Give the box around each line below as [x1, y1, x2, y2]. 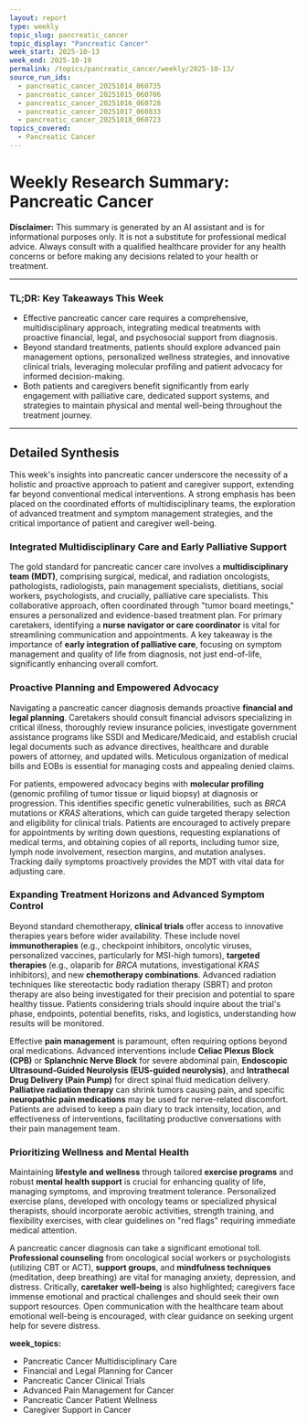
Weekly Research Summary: [9, 172, 230, 193]
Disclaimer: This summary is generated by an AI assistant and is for [9, 221, 265, 232]
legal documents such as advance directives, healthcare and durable [9, 741, 270, 752]
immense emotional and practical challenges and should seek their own [9, 1291, 280, 1302]
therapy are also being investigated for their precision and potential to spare [9, 989, 295, 1000]
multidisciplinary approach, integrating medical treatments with [22, 322, 261, 334]
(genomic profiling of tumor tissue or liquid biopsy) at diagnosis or [9, 787, 259, 798]
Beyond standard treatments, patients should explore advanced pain [22, 342, 281, 353]
